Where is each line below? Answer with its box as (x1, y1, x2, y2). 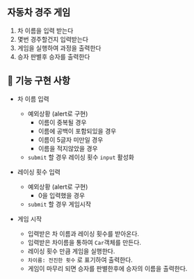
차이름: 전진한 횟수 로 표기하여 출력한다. (27, 255, 134, 264)
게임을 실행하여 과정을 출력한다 (17, 44, 102, 52)
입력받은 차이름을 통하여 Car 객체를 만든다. (27, 238, 141, 246)
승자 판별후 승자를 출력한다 (17, 52, 90, 61)
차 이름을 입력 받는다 (17, 26, 74, 35)
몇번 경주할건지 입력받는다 (17, 35, 89, 43)
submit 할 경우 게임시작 (27, 200, 92, 208)
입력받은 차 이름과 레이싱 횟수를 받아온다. (27, 229, 140, 238)
